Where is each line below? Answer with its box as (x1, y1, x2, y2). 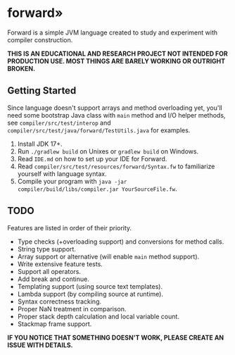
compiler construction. (7, 35, 73, 44)
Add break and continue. (17, 275, 89, 283)
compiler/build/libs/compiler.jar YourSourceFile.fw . (17, 185, 177, 193)
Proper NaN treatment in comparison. (17, 304, 127, 313)
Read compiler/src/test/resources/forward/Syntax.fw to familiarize (17, 162, 215, 170)
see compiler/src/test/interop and (7, 118, 111, 127)
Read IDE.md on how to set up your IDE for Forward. (17, 154, 167, 163)
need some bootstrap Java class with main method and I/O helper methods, (7, 111, 226, 119)
